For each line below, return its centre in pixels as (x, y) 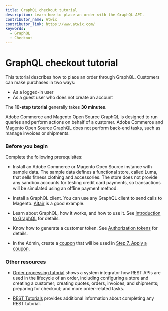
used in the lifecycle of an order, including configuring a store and (80, 278)
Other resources (26, 262)
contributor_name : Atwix (31, 19)
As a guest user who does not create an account (63, 97)
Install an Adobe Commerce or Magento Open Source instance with (82, 167)
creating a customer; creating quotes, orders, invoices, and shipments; (86, 283)
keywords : (16, 29)
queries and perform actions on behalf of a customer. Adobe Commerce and (84, 122)
